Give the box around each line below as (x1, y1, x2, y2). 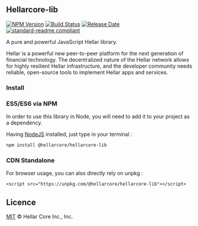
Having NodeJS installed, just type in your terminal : (6, 130, 133, 138)
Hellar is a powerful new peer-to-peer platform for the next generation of (6, 50, 184, 57)
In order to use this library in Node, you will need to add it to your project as (6, 113, 190, 120)
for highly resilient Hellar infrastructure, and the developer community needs (6, 62, 193, 69)
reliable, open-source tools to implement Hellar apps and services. (6, 68, 168, 76)
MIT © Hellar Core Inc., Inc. (6, 213, 73, 220)
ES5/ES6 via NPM (6, 99, 58, 107)
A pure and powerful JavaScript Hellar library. (6, 38, 118, 45)
